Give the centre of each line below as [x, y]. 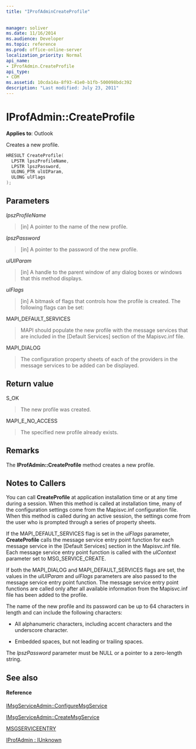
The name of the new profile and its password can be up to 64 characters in [98, 606]
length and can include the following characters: [64, 613]
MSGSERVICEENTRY [31, 728]
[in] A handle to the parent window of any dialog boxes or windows [101, 272]
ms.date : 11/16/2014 [31, 33]
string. [14, 659]
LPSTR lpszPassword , [36, 166]
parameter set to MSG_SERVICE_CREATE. [56, 559]
